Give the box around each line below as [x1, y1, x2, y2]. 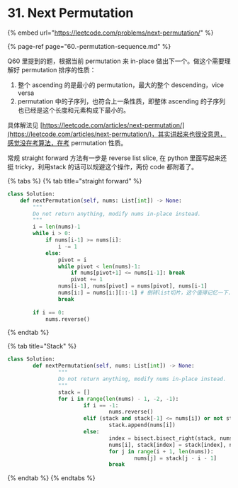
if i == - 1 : [83, 402, 119, 409]
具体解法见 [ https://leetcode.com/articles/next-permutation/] [7, 120, 185, 129]
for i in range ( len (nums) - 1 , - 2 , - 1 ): [57, 395, 179, 402]
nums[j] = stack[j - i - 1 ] [134, 455, 217, 462]
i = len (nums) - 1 [33, 223, 81, 231]
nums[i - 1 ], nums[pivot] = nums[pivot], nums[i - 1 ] [57, 283, 208, 290]
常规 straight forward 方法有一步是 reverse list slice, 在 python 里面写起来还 [7, 154, 227, 162]
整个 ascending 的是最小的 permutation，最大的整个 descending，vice [17, 80, 225, 89]
